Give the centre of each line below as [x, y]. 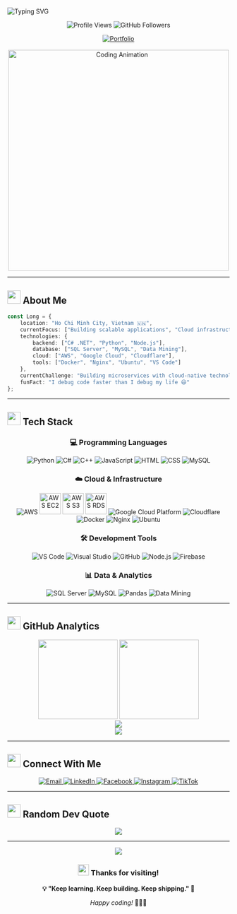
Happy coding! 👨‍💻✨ [119, 902]
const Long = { [30, 316]
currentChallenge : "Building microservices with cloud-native [113, 375]
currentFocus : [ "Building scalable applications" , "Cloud [107, 330]
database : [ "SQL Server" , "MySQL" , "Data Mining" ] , [110, 350]
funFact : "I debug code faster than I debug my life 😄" [105, 382]
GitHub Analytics [61, 626]
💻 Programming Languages [119, 442]
